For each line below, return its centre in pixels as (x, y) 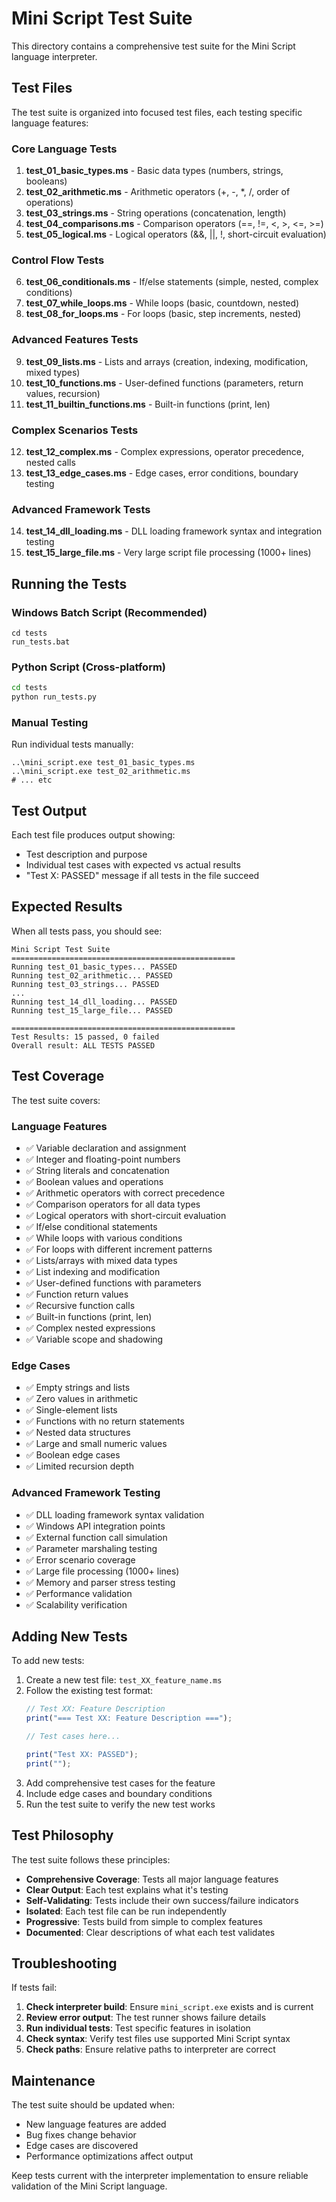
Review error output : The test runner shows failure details (146, 2018)
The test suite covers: (56, 1100)
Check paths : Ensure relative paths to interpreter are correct (150, 2049)
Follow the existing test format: (89, 1691)
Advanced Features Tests (75, 340)
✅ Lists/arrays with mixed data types (101, 1260)
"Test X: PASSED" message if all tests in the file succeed (142, 876)
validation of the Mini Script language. (89, 2186)
